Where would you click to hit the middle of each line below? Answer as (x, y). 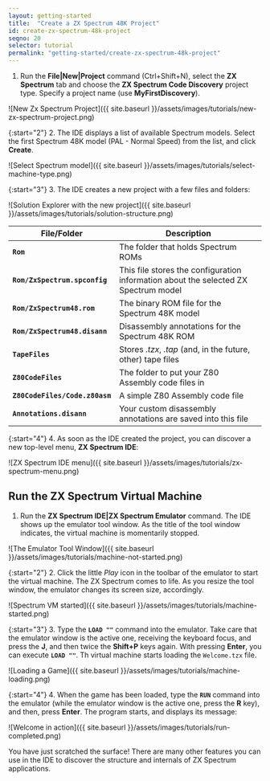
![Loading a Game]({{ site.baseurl (63, 670)
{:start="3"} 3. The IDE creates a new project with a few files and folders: (129, 189)
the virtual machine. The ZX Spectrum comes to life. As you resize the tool (131, 581)
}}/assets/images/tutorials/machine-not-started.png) (96, 557)
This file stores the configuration (180, 270)
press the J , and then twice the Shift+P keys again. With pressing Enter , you (135, 646)
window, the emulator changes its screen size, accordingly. (106, 589)
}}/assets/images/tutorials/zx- (193, 462)
